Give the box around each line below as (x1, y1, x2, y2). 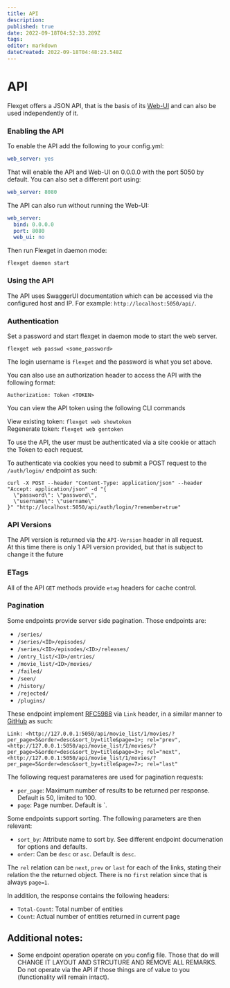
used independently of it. (7, 109, 79, 117)
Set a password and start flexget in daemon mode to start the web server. (7, 332, 218, 340)
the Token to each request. (7, 445, 85, 454)
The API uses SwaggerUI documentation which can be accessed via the (7, 292, 213, 300)
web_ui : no (13, 233, 45, 241)
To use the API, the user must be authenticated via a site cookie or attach (7, 438, 216, 446)
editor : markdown (7, 42, 57, 49)
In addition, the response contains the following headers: (7, 891, 170, 899)
